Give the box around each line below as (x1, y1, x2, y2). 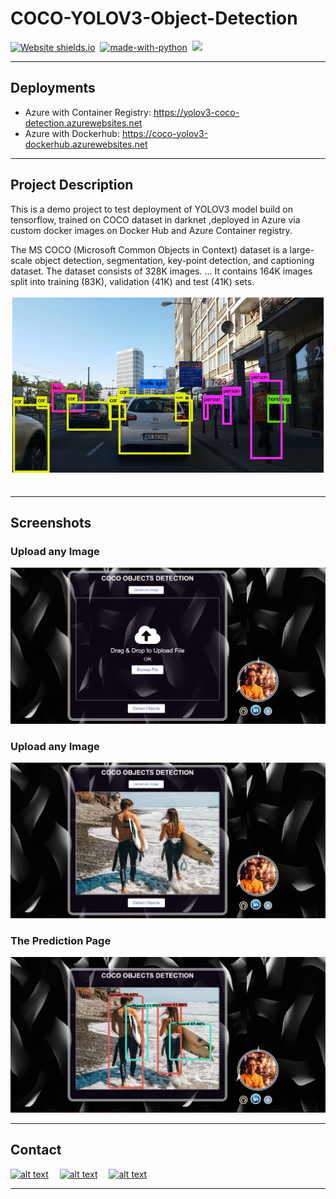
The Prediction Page (10, 933, 112, 947)
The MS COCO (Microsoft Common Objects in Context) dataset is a (10, 243, 288, 256)
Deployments (10, 80, 96, 97)
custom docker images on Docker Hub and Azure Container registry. (10, 224, 293, 236)
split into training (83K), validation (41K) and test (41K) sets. (10, 275, 255, 287)
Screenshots (10, 515, 92, 532)
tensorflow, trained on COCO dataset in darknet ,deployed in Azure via (10, 213, 301, 226)
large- (289, 243, 315, 256)
